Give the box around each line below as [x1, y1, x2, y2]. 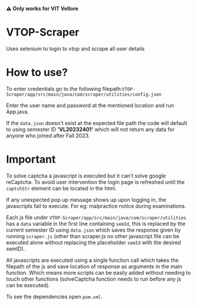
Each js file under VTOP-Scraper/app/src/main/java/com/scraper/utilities [6, 213, 187, 221]
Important [6, 153, 56, 166]
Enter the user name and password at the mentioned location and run [6, 101, 175, 108]
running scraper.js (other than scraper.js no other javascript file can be [6, 232, 179, 239]
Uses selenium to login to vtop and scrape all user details [6, 45, 145, 52]
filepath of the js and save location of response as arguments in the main [6, 262, 183, 270]
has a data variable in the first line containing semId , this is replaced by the [6, 220, 186, 227]
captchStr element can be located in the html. [6, 185, 117, 192]
